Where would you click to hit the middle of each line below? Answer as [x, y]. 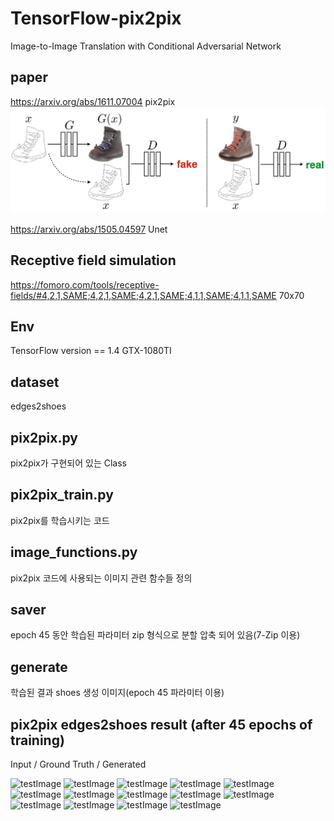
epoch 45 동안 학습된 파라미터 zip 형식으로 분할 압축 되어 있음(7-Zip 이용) [155, 635]
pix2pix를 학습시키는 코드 [60, 520]
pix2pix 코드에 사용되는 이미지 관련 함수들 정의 [101, 578]
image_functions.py [74, 552]
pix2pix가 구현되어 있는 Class [68, 463]
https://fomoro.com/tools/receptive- [85, 284]
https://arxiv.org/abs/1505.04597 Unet [89, 229]
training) [37, 740]
